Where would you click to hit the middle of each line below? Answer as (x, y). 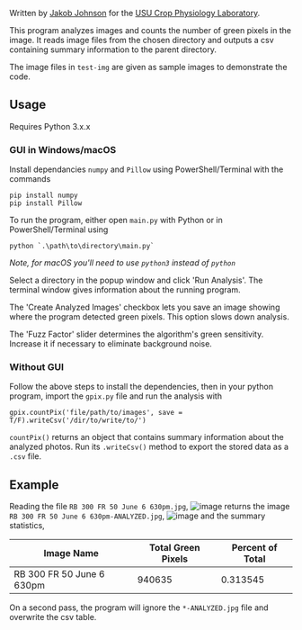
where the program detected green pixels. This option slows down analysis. (149, 317)
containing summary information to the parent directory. (113, 49)
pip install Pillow (46, 203)
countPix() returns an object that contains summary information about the (147, 437)
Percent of (254, 548)
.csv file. (26, 456)
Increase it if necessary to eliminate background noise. (111, 344)
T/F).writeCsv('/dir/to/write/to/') (78, 421)
